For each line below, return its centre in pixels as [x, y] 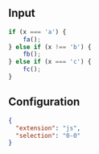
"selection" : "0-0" [48, 135]
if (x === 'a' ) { [37, 31]
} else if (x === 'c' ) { [50, 62]
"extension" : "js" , [48, 128]
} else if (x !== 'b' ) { [50, 47]
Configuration [44, 102]
